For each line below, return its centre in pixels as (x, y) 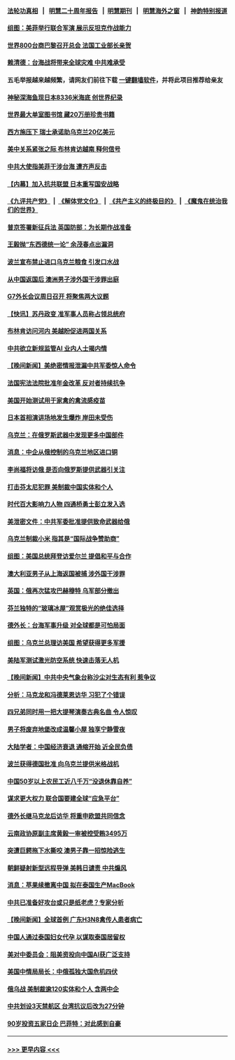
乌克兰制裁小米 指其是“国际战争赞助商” (64, 539)
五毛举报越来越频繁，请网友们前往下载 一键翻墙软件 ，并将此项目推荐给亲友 (115, 80)
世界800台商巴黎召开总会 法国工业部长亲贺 (69, 45)
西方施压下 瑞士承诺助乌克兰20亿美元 (61, 132)
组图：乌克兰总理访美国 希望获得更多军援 (66, 642)
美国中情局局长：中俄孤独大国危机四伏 (62, 972)
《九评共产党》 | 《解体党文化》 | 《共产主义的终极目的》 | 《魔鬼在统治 (114, 201)
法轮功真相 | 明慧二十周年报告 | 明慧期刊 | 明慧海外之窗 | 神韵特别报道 (117, 10)
